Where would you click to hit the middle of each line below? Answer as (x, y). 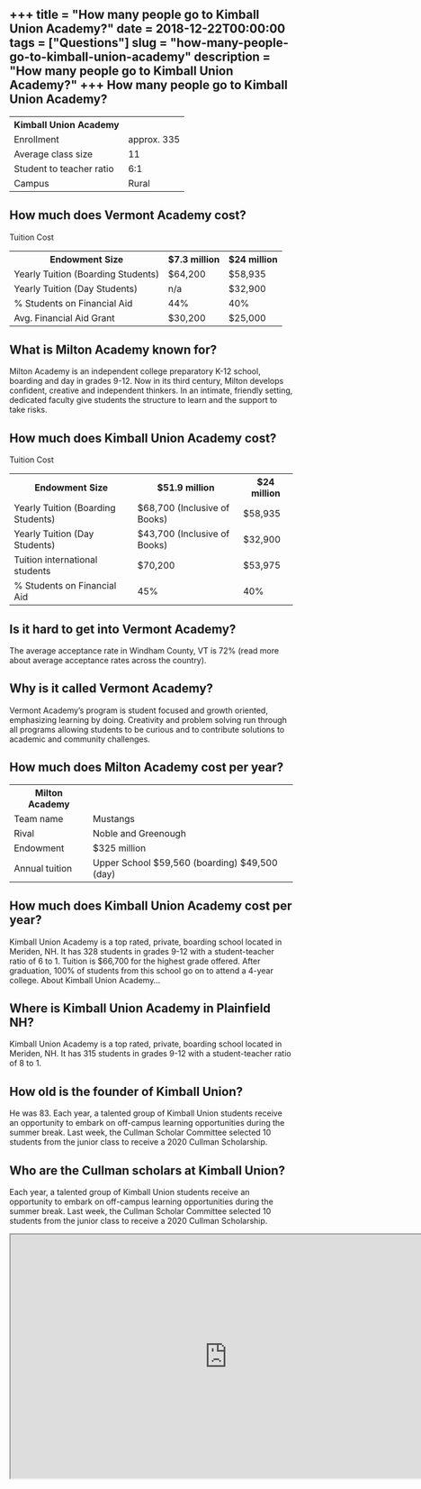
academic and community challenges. (80, 739)
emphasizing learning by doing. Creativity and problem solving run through (148, 719)
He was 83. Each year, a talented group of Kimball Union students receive (146, 1113)
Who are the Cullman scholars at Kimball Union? (148, 1170)
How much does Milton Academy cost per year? (147, 767)
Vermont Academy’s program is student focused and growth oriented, (139, 710)
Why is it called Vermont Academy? (112, 689)
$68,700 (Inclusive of (184, 508)
